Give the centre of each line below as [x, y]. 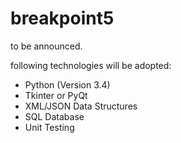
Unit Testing [49, 127]
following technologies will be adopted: [91, 65]
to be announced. [46, 46]
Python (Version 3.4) [67, 84]
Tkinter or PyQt [56, 95]
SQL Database [54, 116]
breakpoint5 [62, 18]
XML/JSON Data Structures [81, 106]
